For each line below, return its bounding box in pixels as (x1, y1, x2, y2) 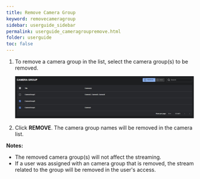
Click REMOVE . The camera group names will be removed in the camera (14, 124, 193, 131)
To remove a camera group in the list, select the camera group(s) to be (14, 58, 189, 65)
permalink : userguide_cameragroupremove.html (6, 29, 121, 34)
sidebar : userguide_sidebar (6, 22, 76, 28)
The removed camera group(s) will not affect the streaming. (14, 153, 162, 161)
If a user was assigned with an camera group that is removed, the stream (14, 159, 194, 167)
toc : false (6, 41, 33, 47)
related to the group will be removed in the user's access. (14, 166, 157, 173)
